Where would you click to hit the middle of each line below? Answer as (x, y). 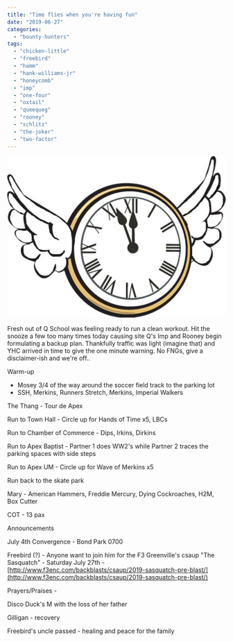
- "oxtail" (29, 103)
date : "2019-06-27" (35, 22)
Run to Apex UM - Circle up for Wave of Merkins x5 (80, 467)
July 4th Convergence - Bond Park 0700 (65, 542)
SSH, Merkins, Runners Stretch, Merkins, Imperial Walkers (100, 393)
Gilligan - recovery (34, 618)
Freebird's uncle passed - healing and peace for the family (91, 631)
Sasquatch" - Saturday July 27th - (56, 563)
